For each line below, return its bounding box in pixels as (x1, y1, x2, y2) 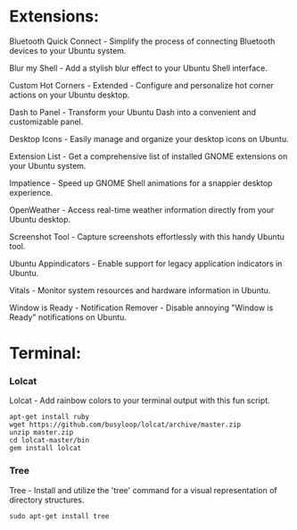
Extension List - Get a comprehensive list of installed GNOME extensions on (9, 150, 288, 162)
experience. (9, 187, 54, 198)
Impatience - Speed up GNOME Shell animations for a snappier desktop (9, 177, 273, 189)
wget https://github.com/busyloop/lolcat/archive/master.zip (9, 420, 242, 430)
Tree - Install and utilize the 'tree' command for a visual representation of (9, 484, 278, 495)
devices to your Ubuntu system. (9, 45, 127, 55)
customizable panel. (9, 116, 84, 127)
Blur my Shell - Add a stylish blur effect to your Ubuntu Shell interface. (9, 63, 268, 73)
